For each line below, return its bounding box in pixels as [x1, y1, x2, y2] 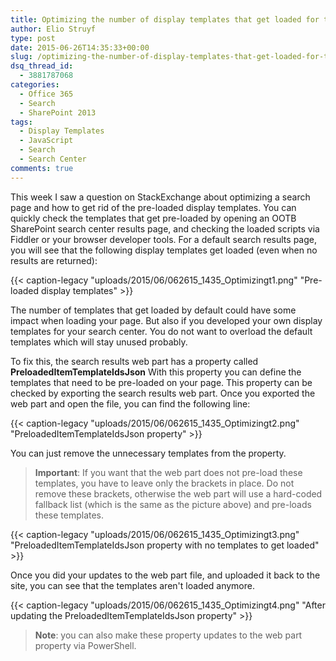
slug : [10, 52, 33, 62]
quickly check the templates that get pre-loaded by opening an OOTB [10, 212, 297, 224]
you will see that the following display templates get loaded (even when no [10, 244, 318, 256]
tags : [10, 117, 33, 127]
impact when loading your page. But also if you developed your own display [10, 314, 323, 326]
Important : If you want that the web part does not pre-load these [34, 466, 303, 478]
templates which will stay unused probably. [10, 336, 188, 348]
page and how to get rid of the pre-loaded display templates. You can [10, 201, 297, 213]
